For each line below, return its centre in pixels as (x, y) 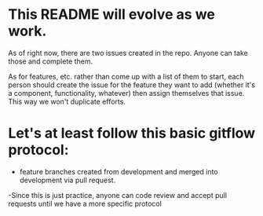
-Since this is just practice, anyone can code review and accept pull (118, 195)
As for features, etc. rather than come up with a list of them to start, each (126, 76)
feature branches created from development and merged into (119, 171)
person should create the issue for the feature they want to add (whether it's (131, 85)
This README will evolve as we (112, 15)
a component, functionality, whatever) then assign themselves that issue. (126, 93)
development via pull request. (68, 180)
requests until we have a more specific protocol (85, 203)
